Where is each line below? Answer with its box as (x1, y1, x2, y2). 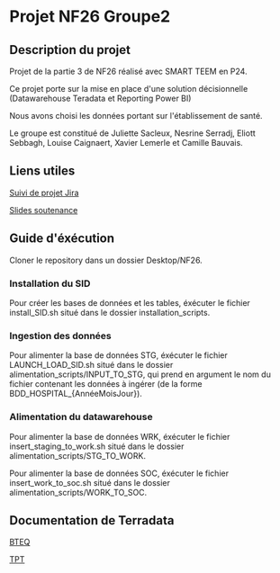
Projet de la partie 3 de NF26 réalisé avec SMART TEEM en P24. (9, 66, 248, 76)
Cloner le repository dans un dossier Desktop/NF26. (9, 255, 203, 265)
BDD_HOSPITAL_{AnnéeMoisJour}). (9, 389, 142, 399)
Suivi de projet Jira (9, 187, 79, 198)
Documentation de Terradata (9, 513, 175, 528)
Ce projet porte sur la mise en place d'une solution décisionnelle (9, 84, 248, 94)
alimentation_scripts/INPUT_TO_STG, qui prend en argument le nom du (9, 369, 272, 380)
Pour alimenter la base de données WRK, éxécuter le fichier (9, 431, 230, 442)
